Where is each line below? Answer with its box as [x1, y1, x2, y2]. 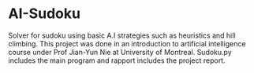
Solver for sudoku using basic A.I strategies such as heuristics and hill [8, 31, 236, 40]
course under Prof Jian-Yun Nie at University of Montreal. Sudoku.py [8, 47, 233, 57]
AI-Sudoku [8, 5, 81, 23]
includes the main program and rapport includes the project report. [8, 56, 226, 65]
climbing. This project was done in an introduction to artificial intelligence [8, 38, 246, 48]
